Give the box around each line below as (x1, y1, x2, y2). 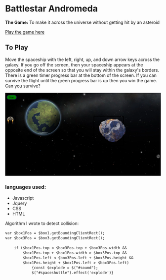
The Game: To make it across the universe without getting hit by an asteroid (5, 19, 160, 25)
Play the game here (5, 29, 45, 35)
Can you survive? (5, 83, 41, 89)
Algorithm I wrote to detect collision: (5, 220, 79, 226)
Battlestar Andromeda (5, 3, 98, 14)
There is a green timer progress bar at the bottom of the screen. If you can (5, 72, 157, 78)
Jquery (12, 200, 27, 206)
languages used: (5, 184, 46, 191)
